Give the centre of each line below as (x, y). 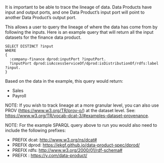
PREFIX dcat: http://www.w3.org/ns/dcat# (54, 140)
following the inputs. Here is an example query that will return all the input (79, 32)
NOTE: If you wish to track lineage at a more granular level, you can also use (82, 105)
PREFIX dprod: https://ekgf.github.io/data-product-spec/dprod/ (76, 145)
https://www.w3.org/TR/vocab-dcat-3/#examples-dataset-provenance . (77, 116)
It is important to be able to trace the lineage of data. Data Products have (78, 7)
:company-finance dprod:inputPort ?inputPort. (58, 59)
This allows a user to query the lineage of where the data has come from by (81, 27)
